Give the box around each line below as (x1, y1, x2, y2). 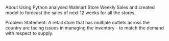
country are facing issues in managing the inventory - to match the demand (5, 25, 164, 31)
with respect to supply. (5, 30, 54, 36)
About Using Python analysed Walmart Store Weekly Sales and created (5, 5, 155, 10)
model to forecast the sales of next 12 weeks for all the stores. (5, 10, 136, 16)
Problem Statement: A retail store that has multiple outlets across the (5, 20, 150, 25)
